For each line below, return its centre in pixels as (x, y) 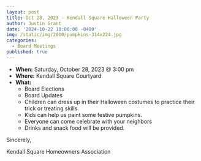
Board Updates (44, 95)
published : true (27, 52)
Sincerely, (19, 140)
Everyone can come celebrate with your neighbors (88, 121)
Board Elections (44, 89)
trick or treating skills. (52, 108)
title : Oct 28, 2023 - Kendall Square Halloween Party (78, 18)
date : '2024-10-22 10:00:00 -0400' (52, 29)
